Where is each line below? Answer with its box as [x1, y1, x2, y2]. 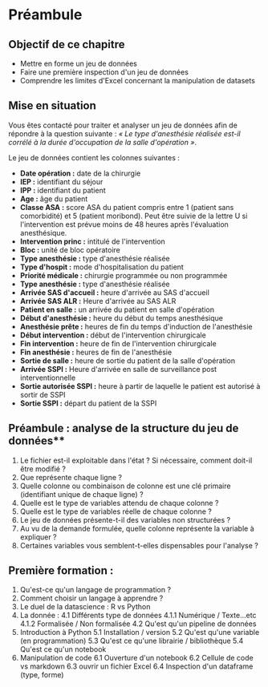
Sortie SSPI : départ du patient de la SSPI [19, 398, 157, 408]
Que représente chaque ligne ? [19, 472, 123, 482]
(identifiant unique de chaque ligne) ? [19, 489, 144, 499]
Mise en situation [8, 99, 96, 113]
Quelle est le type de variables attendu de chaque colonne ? [19, 498, 219, 507]
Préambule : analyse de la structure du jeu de [8, 422, 239, 435]
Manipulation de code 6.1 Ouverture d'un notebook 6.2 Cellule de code [19, 653, 254, 663]
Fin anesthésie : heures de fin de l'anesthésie [19, 347, 173, 357]
